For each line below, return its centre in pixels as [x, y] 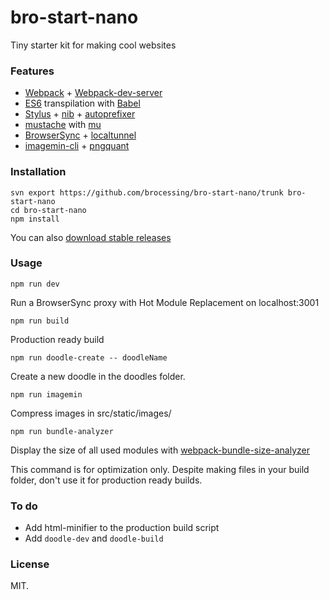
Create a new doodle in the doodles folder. [98, 376]
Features [32, 71]
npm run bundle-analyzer [62, 431]
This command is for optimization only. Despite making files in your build [160, 469]
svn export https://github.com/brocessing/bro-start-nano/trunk [147, 192]
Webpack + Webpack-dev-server [93, 93]
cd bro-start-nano [48, 210]
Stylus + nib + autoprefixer [80, 114]
